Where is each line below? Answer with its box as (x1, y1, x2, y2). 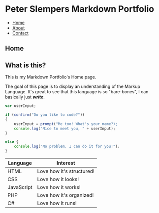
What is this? (5, 61, 46, 69)
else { (5, 139, 19, 144)
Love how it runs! (37, 200, 77, 207)
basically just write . (5, 94, 45, 100)
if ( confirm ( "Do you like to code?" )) (5, 112, 85, 117)
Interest (56, 160, 75, 166)
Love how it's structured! (37, 168, 95, 175)
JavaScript (7, 184, 33, 191)
